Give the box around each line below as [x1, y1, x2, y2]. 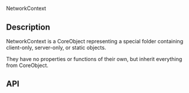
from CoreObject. [6, 62, 49, 69]
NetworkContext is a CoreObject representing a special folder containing [6, 38, 184, 44]
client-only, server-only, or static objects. [6, 44, 106, 51]
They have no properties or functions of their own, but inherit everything [6, 56, 183, 62]
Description [6, 22, 50, 32]
